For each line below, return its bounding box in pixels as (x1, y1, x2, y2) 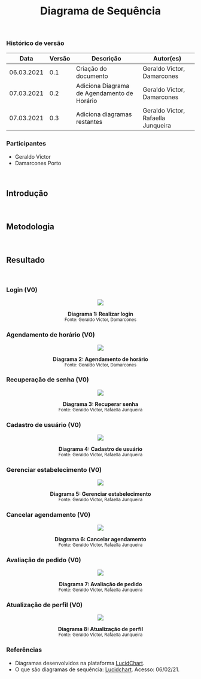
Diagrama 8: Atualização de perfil (57, 626, 144, 633)
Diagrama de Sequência (39, 4, 162, 18)
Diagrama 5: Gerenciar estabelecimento (50, 490, 151, 498)
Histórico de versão (6, 39, 65, 47)
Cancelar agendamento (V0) (6, 511, 91, 519)
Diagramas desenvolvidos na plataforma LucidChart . (14, 659, 145, 666)
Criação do (75, 65, 107, 73)
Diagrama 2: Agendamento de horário (53, 355, 148, 363)
